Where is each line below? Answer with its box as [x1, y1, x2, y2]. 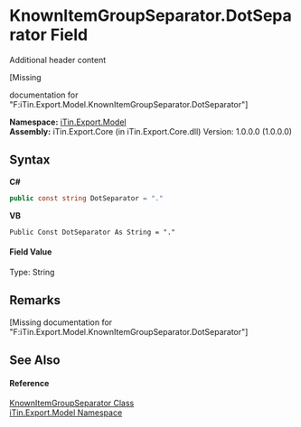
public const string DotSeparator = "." [9, 193, 165, 203]
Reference [9, 377, 50, 388]
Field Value [9, 246, 52, 257]
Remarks [9, 292, 61, 308]
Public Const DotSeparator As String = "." [9, 227, 176, 237]
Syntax [9, 153, 51, 168]
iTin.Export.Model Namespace [9, 407, 123, 418]
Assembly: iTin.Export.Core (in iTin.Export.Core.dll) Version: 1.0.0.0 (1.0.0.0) [9, 125, 292, 136]
